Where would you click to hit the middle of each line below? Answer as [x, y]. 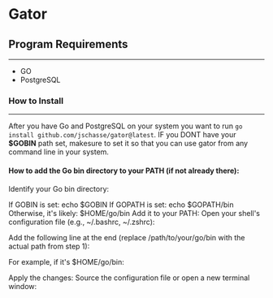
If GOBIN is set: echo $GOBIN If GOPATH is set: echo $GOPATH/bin [121, 205]
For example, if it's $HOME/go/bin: [66, 261]
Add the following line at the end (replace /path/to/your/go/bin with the [127, 237]
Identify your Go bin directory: [59, 188]
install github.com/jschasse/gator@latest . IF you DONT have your [122, 135]
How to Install [36, 101]
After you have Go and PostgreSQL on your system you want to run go [126, 126]
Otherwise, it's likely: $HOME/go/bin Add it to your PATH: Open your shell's [134, 213]
